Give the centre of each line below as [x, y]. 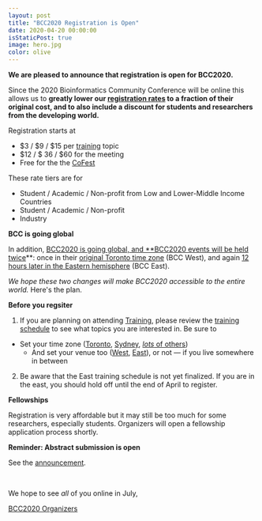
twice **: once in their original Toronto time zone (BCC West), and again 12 [129, 257]
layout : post [30, 15]
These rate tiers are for [45, 178]
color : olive [30, 52]
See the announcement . [47, 462]
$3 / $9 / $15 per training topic [69, 146]
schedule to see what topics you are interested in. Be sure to [118, 328]
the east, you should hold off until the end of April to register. [119, 385]
